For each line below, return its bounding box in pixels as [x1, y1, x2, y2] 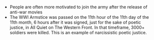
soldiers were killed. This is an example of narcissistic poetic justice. [9, 30, 147, 35]
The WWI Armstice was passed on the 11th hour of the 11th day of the [9, 14, 149, 20]
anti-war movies [9, 9, 43, 15]
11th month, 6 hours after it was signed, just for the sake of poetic [9, 19, 141, 25]
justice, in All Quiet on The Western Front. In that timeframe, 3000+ [9, 25, 145, 30]
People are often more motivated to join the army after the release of [9, 4, 148, 10]
